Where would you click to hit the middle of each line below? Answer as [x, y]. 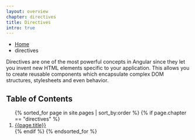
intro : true [20, 28]
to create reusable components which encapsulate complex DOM [85, 74]
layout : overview [27, 11]
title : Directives [28, 22]
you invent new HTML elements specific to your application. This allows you [98, 68]
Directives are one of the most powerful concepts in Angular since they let [96, 62]
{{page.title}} [30, 125]
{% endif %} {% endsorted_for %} [56, 131]
